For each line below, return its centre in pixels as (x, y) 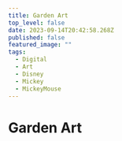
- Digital (31, 60)
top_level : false (37, 23)
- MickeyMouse (38, 89)
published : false (37, 37)
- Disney (30, 74)
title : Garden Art (38, 15)
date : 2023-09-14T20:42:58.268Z (61, 30)
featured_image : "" (40, 45)
